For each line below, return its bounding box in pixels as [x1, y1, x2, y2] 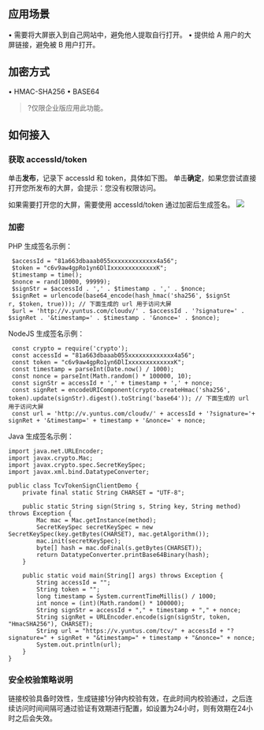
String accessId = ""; [36, 578, 111, 586]
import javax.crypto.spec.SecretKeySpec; [8, 461, 147, 468]
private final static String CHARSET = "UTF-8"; [22, 488, 185, 496]
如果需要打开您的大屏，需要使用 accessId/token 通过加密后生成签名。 [8, 200, 235, 209]
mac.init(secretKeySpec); [36, 536, 122, 545]
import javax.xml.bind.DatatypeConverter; [8, 468, 150, 476]
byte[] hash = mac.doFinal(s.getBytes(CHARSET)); [36, 544, 203, 551]
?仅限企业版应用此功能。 [27, 103, 108, 112]
